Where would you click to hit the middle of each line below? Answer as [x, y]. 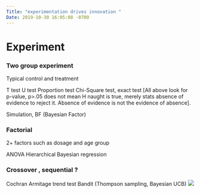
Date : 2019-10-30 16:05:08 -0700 [48, 17]
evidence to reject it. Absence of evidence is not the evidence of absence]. [99, 103]
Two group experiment [40, 65]
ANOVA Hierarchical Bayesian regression [57, 154]
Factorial [19, 130]
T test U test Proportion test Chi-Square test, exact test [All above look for [97, 90]
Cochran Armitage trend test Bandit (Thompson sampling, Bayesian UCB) [96, 183]
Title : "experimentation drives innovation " [64, 12]
